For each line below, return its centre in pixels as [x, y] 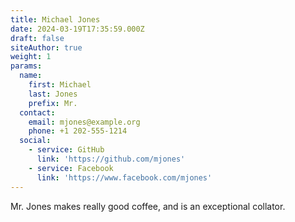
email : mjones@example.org [84, 122]
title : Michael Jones [55, 19]
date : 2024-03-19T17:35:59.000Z [77, 29]
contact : [37, 112]
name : [31, 76]
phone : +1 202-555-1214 [78, 131]
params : [26, 66]
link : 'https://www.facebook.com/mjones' [124, 177]
